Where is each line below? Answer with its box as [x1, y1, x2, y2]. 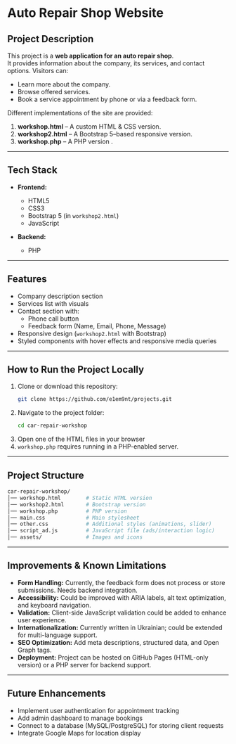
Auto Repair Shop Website [7, 5, 164, 21]
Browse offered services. [17, 88, 91, 96]
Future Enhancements [7, 688, 107, 700]
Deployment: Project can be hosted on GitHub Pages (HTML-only [17, 653, 209, 662]
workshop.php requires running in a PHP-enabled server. [17, 442, 179, 451]
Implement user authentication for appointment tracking [17, 706, 180, 714]
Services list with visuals [17, 299, 89, 307]
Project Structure [7, 469, 84, 481]
